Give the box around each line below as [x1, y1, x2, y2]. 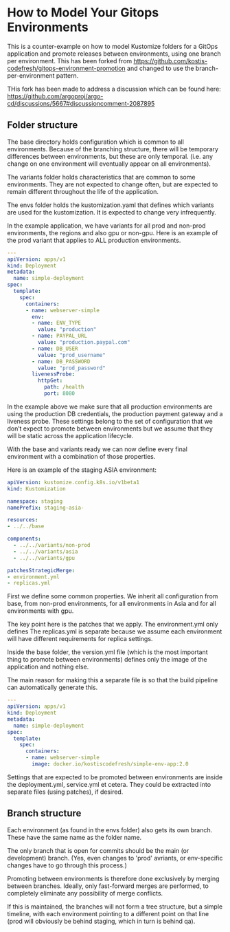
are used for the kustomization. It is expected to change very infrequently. [7, 208, 216, 216]
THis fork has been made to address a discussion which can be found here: [7, 85, 221, 93]
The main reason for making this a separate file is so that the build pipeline [7, 676, 218, 684]
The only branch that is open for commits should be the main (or [7, 846, 189, 854]
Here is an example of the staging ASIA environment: [7, 466, 157, 474]
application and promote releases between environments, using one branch [7, 50, 221, 58]
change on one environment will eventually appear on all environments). [7, 160, 211, 168]
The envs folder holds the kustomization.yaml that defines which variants [7, 201, 214, 209]
